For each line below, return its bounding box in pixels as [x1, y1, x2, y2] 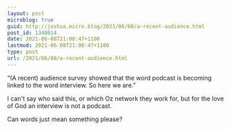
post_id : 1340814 [7, 29, 57, 36]
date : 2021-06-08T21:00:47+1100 [7, 36, 100, 43]
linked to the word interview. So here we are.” [7, 80, 136, 89]
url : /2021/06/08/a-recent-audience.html [7, 55, 128, 62]
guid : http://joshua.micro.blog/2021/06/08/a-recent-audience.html [7, 23, 205, 30]
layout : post [7, 10, 45, 17]
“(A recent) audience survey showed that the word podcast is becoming [7, 74, 212, 82]
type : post [7, 49, 39, 56]
